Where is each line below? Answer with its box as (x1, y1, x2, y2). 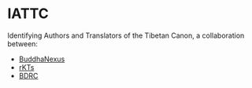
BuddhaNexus (18, 54, 65, 64)
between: (7, 38, 39, 48)
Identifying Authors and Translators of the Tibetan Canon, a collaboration (7, 31, 245, 40)
